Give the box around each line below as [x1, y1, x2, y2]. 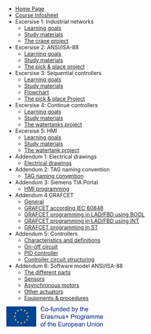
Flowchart [24, 89, 50, 96]
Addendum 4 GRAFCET [14, 192, 74, 198]
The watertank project [24, 146, 80, 154]
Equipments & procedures [24, 295, 89, 301]
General [24, 198, 44, 205]
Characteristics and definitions [24, 237, 101, 244]
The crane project [24, 38, 69, 44]
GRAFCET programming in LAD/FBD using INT [24, 217, 140, 224]
